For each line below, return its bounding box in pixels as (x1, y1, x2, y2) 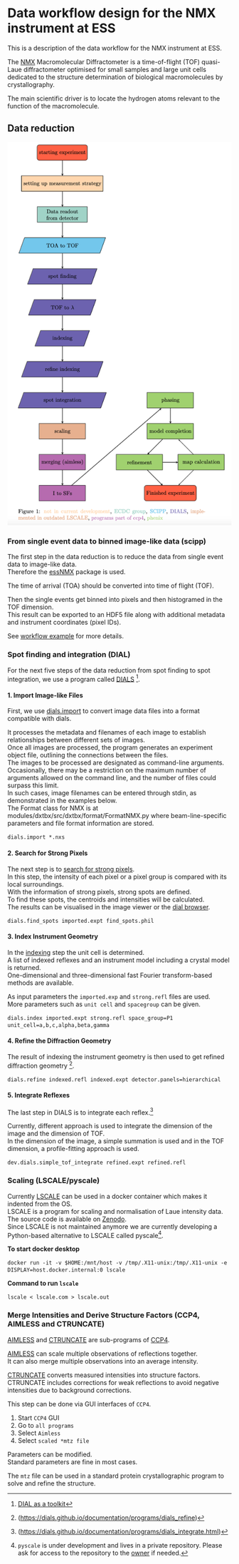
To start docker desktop (7, 1244, 80, 1253)
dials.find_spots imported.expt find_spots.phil (7, 917, 154, 924)
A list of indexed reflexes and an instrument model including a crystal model (7, 956, 230, 964)
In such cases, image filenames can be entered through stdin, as (7, 789, 197, 797)
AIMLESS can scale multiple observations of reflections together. (7, 1349, 198, 1358)
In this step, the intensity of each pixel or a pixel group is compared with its (7, 872, 228, 881)
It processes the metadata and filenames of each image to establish (7, 728, 206, 737)
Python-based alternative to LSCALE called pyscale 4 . (7, 1230, 164, 1240)
